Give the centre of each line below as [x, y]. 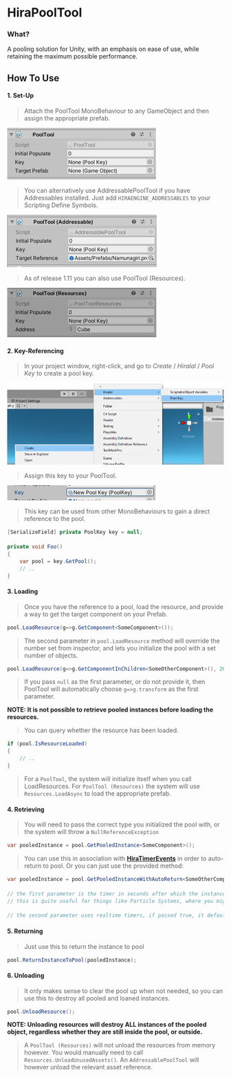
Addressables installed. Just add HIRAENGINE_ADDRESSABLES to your [117, 198]
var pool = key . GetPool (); [58, 561]
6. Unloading [26, 975]
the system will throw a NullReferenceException [91, 832]
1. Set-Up [21, 96]
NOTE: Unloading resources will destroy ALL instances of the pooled [107, 1025]
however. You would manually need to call [84, 1053]
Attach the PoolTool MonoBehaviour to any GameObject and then [117, 111]
